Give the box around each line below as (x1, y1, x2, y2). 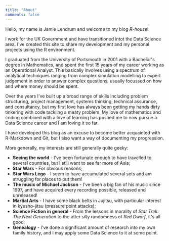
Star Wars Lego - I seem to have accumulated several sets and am (12, 170, 152, 177)
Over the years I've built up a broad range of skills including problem (5, 93, 148, 99)
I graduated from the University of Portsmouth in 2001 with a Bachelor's (5, 56, 155, 62)
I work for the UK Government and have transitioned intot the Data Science (5, 36, 161, 42)
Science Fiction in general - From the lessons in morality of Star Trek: (12, 208, 159, 214)
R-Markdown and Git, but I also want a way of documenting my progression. (5, 135, 164, 141)
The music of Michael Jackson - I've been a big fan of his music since (12, 181, 161, 187)
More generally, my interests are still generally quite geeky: (5, 144, 129, 151)
